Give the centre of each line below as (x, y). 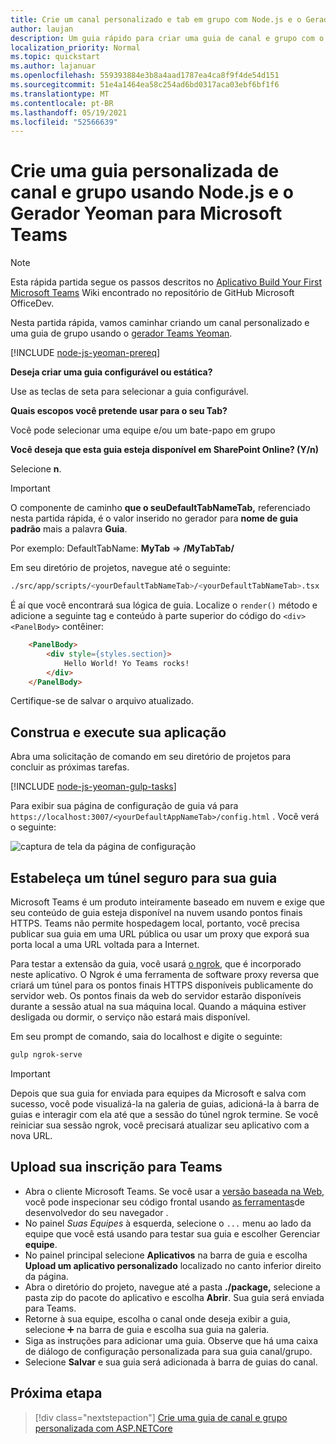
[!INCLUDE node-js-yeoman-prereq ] (85, 353)
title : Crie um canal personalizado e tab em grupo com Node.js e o (156, 19)
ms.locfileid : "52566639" (64, 122)
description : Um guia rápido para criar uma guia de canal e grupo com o (167, 38)
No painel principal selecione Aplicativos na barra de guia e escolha (166, 1255)
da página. (46, 1276)
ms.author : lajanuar (53, 66)
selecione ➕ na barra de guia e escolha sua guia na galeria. (147, 1329)
